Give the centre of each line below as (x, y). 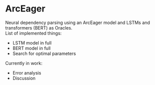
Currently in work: (24, 63)
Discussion (24, 78)
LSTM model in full (32, 42)
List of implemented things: (33, 33)
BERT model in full (31, 48)
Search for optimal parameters (44, 53)
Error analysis (27, 72)
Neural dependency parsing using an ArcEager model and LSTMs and (77, 22)
